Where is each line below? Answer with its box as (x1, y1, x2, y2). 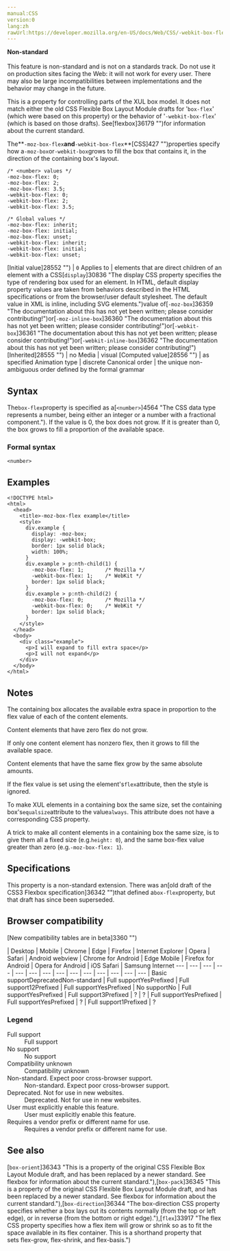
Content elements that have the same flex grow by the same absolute (7, 759, 203, 768)
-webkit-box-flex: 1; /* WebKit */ (31, 572, 142, 579)
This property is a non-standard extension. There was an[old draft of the (7, 881, 212, 889)
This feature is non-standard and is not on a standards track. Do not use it (7, 62, 216, 71)
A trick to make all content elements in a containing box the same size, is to (7, 828, 220, 836)
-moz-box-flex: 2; (7, 179, 60, 187)
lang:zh (7, 23, 29, 29)
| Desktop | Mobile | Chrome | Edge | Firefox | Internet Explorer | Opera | (7, 946, 210, 955)
